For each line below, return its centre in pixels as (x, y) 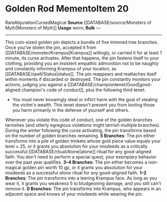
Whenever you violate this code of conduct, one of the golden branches (79, 120)
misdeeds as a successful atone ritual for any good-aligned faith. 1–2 (76, 173)
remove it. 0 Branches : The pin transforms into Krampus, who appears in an (83, 189)
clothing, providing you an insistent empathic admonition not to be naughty (82, 63)
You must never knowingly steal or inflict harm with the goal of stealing (85, 99)
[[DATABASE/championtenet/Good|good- (110, 84)
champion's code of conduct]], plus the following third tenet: (83, 90)
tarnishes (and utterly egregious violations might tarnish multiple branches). (83, 125)
